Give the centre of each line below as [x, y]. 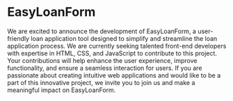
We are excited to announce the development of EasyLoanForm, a [102, 31]
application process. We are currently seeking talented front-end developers [117, 46]
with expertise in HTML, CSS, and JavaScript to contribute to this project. [112, 53]
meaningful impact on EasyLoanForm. [62, 90]
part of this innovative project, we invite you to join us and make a [101, 82]
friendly [18, 38]
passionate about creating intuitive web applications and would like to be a [114, 75]
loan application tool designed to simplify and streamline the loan [124, 38]
